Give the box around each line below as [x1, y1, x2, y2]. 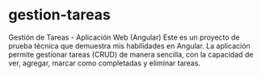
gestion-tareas [8, 6, 111, 24]
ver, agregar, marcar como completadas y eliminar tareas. [8, 58, 200, 68]
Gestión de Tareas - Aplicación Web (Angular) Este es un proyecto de [8, 32, 240, 42]
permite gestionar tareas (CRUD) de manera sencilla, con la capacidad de [8, 49, 254, 59]
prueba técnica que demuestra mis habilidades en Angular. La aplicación [8, 40, 250, 50]
